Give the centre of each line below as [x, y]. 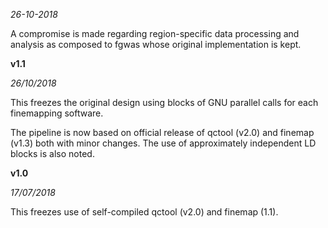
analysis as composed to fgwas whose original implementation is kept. [156, 44]
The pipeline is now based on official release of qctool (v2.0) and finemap [162, 132]
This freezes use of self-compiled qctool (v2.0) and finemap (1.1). [144, 212]
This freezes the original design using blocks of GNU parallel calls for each [164, 102]
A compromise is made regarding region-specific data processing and [155, 33]
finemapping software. [57, 113]
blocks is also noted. [52, 153]
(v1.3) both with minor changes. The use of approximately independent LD [163, 143]
